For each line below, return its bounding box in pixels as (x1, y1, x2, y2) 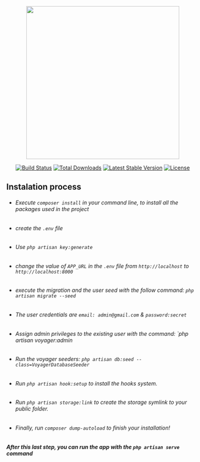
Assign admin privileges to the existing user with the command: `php (15, 330, 188, 337)
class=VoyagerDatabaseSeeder (15, 362, 90, 368)
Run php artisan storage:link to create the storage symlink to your (15, 398, 187, 406)
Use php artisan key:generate (15, 244, 93, 251)
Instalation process (6, 182, 81, 192)
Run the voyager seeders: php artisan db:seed (15, 356, 134, 363)
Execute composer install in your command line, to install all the (15, 199, 179, 206)
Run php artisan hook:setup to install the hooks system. (15, 379, 158, 387)
